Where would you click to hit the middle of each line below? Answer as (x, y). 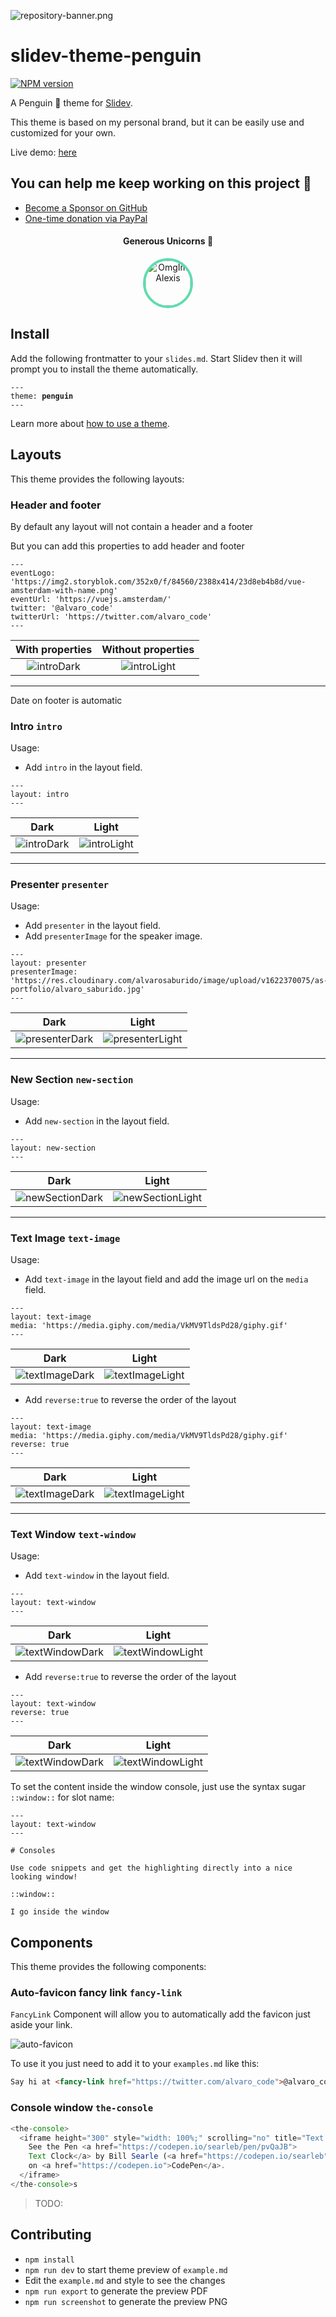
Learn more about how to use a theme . (90, 423)
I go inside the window (60, 1912)
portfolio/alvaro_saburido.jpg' (77, 990)
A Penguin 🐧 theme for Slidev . (71, 102)
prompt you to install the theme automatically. (104, 369)
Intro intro (36, 726)
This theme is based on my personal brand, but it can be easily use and (157, 122)
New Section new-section (72, 1080)
